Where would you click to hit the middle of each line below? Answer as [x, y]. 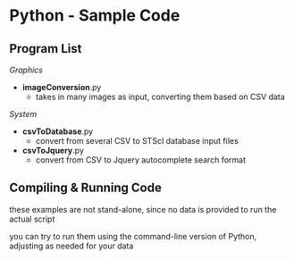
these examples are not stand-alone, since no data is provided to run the [143, 209]
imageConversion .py [62, 87]
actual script [32, 219]
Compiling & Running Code [86, 188]
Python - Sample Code [95, 16]
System [23, 114]
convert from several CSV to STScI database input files [137, 141]
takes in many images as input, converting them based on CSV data [160, 96]
